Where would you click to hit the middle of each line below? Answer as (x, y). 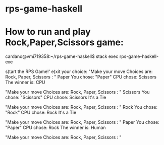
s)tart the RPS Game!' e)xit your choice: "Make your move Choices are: (79, 71)
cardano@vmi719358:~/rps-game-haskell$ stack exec (62, 56)
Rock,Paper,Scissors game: (64, 43)
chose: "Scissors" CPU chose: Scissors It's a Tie (56, 97)
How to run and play (48, 32)
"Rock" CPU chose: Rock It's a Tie (41, 113)
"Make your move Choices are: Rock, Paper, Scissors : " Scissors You (77, 92)
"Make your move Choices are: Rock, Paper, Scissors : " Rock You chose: (81, 107)
